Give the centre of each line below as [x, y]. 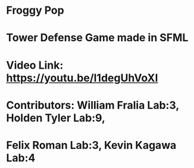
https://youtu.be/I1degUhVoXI [82, 78]
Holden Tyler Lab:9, [56, 118]
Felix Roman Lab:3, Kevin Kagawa [91, 145]
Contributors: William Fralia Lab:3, [93, 105]
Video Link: [35, 65]
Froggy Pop [35, 10]
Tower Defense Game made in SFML [97, 38]
